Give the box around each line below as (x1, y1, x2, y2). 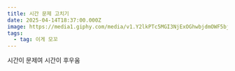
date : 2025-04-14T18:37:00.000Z (7, 17, 101, 24)
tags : (7, 29, 23, 37)
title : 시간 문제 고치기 (7, 10, 70, 17)
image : (7, 23, 27, 30)
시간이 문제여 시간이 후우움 (7, 56, 80, 65)
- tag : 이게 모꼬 (13, 36, 58, 43)
